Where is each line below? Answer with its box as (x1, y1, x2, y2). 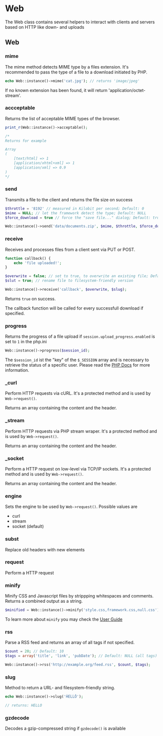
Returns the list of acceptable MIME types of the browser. (5, 115, 120, 122)
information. (5, 368, 30, 373)
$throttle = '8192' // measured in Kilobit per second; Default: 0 (5, 206, 145, 211)
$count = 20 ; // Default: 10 (5, 649, 64, 654)
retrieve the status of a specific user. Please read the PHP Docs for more (5, 362, 150, 368)
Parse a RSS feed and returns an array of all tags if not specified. (5, 640, 135, 646)
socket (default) (12, 524, 44, 529)
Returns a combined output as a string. (5, 598, 83, 604)
